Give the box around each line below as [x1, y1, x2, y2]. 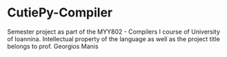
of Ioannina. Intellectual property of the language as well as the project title [7, 34, 221, 43]
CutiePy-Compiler [7, 5, 113, 21]
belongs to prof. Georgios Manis [7, 42, 99, 50]
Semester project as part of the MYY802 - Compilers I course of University [7, 27, 221, 36]
